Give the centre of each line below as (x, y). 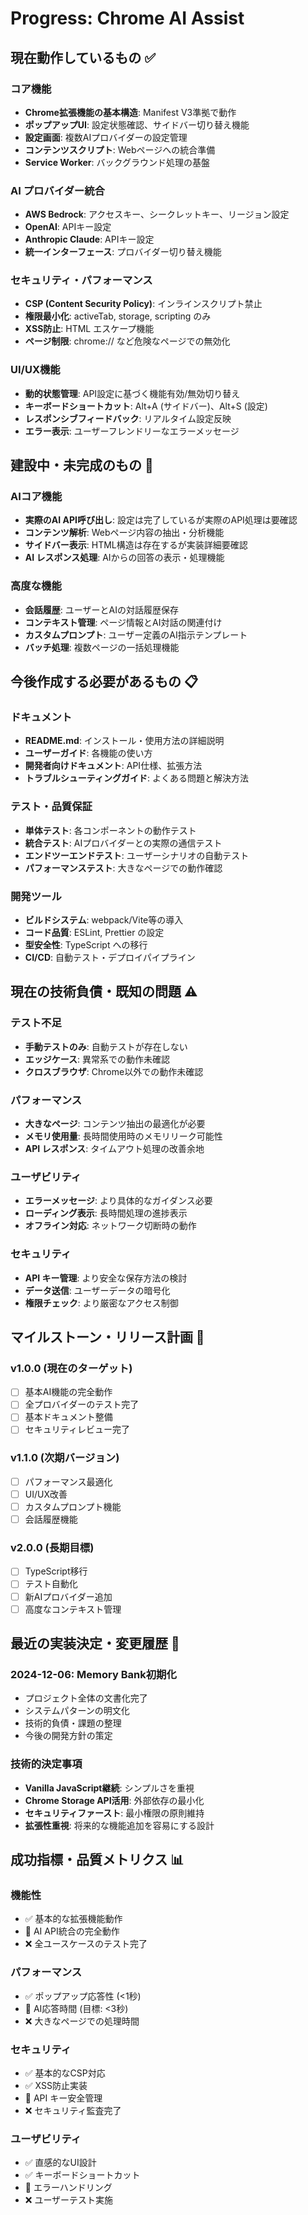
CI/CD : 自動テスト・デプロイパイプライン (110, 958)
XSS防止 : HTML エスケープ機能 (89, 329)
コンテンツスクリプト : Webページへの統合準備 (120, 149)
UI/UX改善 (46, 1494)
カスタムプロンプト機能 (73, 1506)
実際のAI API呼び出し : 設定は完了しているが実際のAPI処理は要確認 (161, 520)
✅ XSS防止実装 (56, 2085)
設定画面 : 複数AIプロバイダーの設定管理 (106, 137)
